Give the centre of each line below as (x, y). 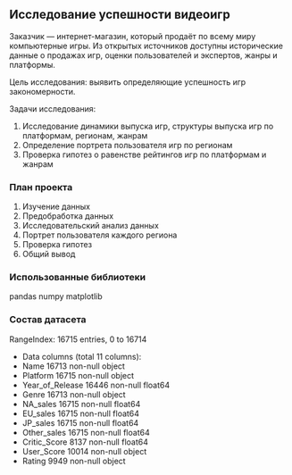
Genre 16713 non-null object (74, 394)
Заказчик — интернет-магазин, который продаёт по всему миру (133, 36)
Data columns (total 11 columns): (82, 356)
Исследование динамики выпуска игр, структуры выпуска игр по (148, 126)
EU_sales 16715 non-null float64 (81, 413)
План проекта (41, 187)
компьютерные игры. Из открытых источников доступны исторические (146, 46)
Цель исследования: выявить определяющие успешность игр (128, 82)
